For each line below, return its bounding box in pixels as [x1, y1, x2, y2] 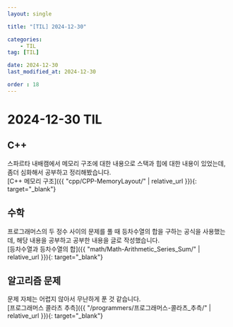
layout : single [7, 10, 52, 18]
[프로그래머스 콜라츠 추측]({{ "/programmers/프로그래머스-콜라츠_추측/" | [7, 304, 212, 312]
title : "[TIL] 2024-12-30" [7, 23, 87, 30]
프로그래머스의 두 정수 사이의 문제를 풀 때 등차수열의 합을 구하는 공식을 [7, 227, 201, 235]
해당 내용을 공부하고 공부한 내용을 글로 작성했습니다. [16, 236, 160, 244]
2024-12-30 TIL [7, 111, 102, 127]
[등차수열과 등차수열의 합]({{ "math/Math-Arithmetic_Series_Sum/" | [7, 244, 201, 253]
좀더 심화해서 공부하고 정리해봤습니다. [7, 167, 112, 177]
